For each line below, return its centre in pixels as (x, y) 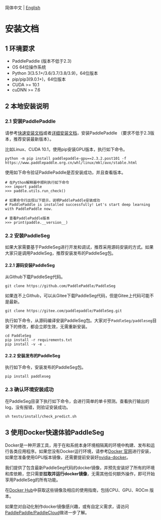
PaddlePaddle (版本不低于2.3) (42, 61)
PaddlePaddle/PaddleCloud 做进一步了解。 (47, 512)
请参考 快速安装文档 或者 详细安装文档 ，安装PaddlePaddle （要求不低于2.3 (78, 133)
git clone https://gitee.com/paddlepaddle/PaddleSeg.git (64, 311)
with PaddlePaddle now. (29, 209)
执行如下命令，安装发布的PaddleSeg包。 (45, 367)
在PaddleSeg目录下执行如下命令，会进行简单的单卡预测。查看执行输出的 (77, 401)
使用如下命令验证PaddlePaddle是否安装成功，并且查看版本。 (65, 172)
